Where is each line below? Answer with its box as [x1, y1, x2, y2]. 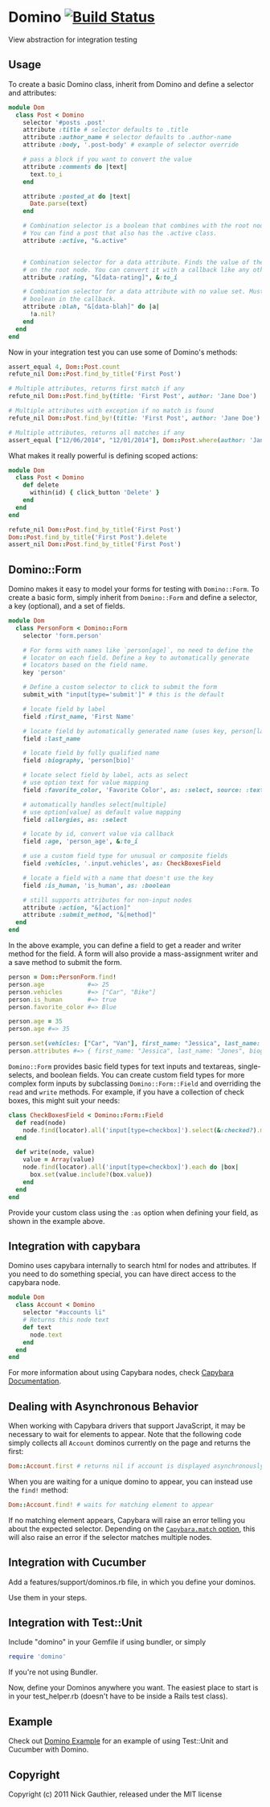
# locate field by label [22, 704, 106, 713]
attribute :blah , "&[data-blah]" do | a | [22, 302, 160, 311]
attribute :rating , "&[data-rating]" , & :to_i [22, 273, 178, 281]
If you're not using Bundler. [8, 1667, 98, 1677]
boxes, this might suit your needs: [8, 1095, 121, 1105]
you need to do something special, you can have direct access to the [8, 1269, 237, 1279]
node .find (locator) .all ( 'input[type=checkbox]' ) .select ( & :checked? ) [22, 1126, 257, 1134]
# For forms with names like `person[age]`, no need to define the [22, 646, 253, 655]
